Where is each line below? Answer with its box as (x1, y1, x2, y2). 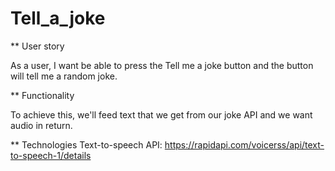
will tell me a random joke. (10, 70, 118, 82)
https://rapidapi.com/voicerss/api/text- (164, 138, 325, 151)
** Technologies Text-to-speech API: (10, 138, 163, 151)
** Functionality (10, 89, 75, 101)
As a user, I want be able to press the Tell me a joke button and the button (10, 59, 314, 71)
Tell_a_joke (10, 7, 106, 30)
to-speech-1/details (10, 149, 92, 161)
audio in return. (10, 119, 73, 131)
